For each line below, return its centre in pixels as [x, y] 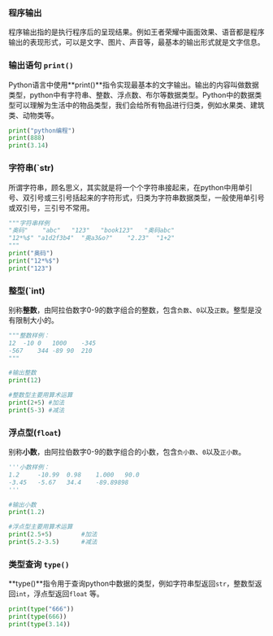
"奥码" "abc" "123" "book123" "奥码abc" [91, 231]
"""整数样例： [29, 335]
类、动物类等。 [33, 115]
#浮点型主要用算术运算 [41, 527]
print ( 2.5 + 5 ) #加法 [53, 534]
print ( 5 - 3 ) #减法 [37, 410]
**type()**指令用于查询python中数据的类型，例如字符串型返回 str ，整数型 [132, 584]
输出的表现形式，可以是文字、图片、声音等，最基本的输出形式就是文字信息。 [136, 42]
